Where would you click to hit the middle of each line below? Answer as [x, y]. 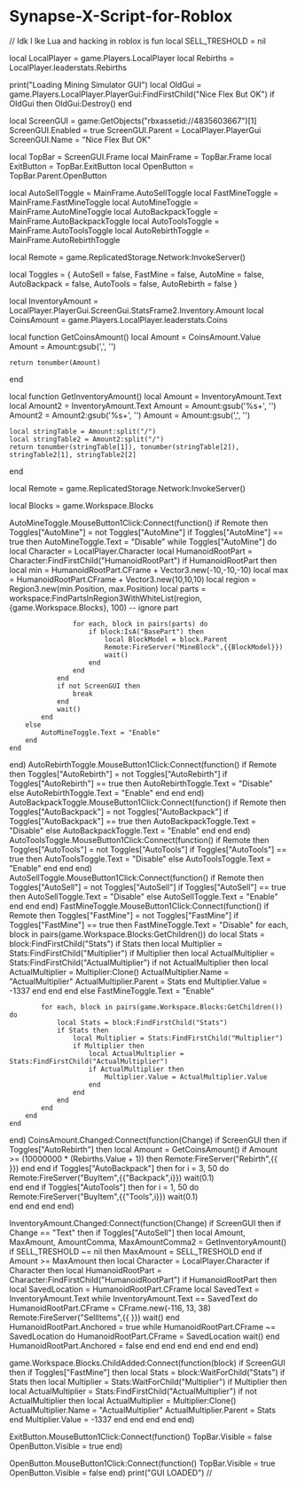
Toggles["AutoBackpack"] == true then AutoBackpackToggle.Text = [133, 821]
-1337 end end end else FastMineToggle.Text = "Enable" [112, 990]
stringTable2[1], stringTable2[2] [73, 454]
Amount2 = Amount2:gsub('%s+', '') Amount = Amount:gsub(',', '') [130, 415]
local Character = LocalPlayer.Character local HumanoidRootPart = [131, 551]
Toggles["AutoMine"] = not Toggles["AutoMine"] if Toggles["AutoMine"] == [146, 532]
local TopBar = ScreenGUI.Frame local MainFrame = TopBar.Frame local [141, 156]
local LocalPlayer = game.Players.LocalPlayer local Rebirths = [122, 58]
